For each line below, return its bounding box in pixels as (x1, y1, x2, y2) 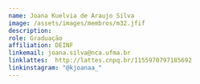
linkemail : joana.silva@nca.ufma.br (8, 49, 131, 57)
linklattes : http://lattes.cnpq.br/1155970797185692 (8, 57, 193, 65)
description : (8, 26, 52, 34)
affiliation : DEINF (8, 42, 74, 50)
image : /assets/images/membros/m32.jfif (8, 19, 146, 27)
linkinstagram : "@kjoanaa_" (8, 64, 103, 72)
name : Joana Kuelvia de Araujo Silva (8, 11, 135, 20)
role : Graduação (8, 34, 63, 42)
